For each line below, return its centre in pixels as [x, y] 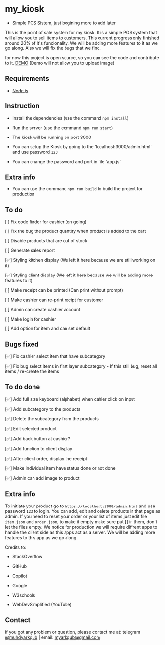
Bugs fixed [22, 344]
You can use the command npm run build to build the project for [77, 189]
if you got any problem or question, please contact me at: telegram [73, 632]
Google [20, 585]
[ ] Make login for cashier [31, 319]
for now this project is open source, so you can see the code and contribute [82, 57]
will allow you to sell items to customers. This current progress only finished [82, 38]
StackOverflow [27, 556]
